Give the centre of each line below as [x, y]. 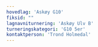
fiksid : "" [20, 18]
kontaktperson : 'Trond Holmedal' [49, 35]
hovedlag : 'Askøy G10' [35, 12]
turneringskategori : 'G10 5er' [46, 29]
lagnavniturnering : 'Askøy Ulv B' [50, 23]
